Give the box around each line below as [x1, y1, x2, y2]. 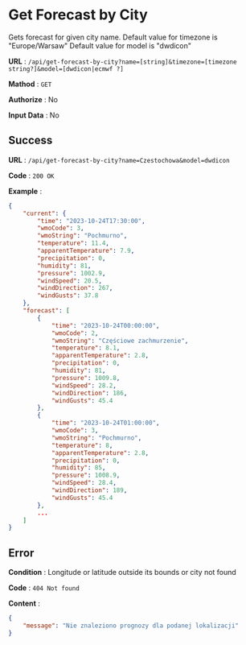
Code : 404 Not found [8, 583, 80, 593]
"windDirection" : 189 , [51, 486, 128, 494]
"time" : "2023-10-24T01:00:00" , [51, 419, 160, 428]
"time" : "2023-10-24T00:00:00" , [51, 321, 160, 329]
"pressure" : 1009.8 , [51, 374, 121, 382]
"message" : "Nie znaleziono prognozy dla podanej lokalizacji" [23, 622, 240, 630]
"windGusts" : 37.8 [37, 291, 99, 300]
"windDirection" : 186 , [51, 389, 128, 397]
